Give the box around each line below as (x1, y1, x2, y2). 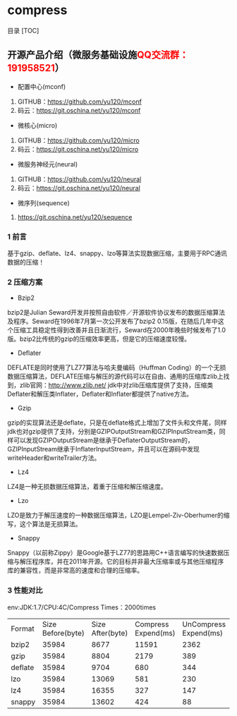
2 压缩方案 (7, 277, 43, 287)
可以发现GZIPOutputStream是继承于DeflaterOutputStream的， (13, 436, 194, 444)
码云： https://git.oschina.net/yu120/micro (17, 145, 139, 153)
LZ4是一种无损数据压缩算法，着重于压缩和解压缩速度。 (7, 483, 167, 491)
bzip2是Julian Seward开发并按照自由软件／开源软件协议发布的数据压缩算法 (7, 308, 226, 317)
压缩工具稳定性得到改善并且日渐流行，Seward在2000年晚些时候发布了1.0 (13, 326, 226, 334)
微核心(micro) (17, 121, 58, 129)
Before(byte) (42, 628, 85, 638)
